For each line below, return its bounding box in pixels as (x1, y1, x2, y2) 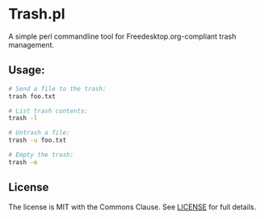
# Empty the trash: (8, 151, 74, 159)
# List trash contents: (8, 106, 89, 115)
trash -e (8, 158, 38, 166)
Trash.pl (8, 5, 66, 23)
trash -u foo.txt (8, 136, 67, 145)
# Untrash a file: (8, 129, 70, 137)
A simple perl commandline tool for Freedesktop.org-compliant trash (8, 31, 237, 41)
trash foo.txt (8, 92, 57, 101)
